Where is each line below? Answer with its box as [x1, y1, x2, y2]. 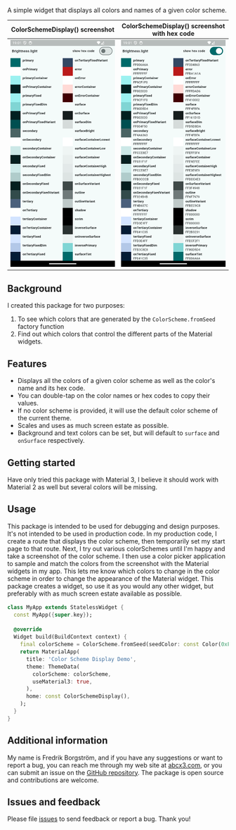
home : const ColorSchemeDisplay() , [25, 693, 131, 700]
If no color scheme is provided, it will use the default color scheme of [17, 406, 218, 415]
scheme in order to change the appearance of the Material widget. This [7, 574, 214, 583]
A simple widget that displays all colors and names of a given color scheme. [7, 6, 227, 14]
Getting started [7, 457, 76, 469]
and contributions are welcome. [7, 776, 100, 784]
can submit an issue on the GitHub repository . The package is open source [7, 768, 224, 776]
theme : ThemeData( [25, 663, 80, 670]
